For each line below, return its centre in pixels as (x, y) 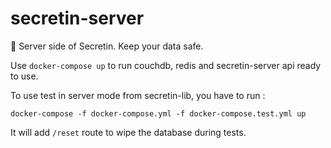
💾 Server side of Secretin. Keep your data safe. (107, 46)
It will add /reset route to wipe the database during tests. (128, 132)
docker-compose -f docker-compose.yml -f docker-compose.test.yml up (158, 113)
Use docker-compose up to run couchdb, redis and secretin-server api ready (166, 65)
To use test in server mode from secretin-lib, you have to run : (138, 95)
